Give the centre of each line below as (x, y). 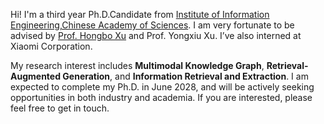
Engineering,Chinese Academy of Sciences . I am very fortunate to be (152, 25)
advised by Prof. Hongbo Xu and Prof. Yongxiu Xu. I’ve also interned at (156, 35)
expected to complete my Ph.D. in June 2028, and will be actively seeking (162, 87)
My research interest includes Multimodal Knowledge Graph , (137, 65)
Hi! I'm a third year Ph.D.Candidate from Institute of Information (140, 14)
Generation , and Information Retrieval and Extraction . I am (185, 76)
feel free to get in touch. (60, 108)
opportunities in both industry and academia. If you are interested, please (161, 97)
